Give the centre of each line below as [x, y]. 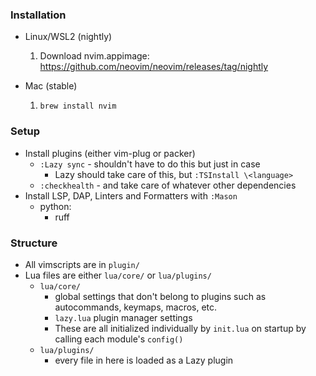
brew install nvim [78, 106]
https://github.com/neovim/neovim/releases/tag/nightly [154, 67]
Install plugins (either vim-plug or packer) [110, 153]
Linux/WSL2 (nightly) [68, 37]
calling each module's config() [119, 339]
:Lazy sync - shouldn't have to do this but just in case [150, 164]
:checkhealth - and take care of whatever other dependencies [168, 185]
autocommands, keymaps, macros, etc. [136, 307]
